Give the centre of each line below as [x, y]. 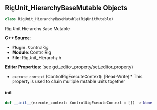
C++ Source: [18, 38]
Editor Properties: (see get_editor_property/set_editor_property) [69, 67]
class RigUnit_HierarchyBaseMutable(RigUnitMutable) [59, 19]
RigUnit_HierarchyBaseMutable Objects [66, 8]
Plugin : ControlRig [30, 47]
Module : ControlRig [32, 52]
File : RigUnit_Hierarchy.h [37, 57]
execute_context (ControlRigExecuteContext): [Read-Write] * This [77, 76]
